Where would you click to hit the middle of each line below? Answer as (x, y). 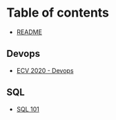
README (29, 32)
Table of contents (58, 13)
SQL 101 (28, 109)
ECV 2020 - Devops (45, 70)
